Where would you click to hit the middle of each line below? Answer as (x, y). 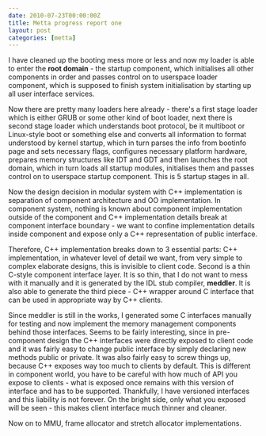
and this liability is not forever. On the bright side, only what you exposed (127, 400)
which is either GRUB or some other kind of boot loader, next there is (120, 118)
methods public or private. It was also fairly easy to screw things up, (120, 358)
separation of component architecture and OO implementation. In (114, 201)
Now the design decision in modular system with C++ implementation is (125, 192)
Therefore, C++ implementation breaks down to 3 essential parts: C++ (123, 250)
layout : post (30, 30)
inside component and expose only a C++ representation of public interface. (133, 234)
